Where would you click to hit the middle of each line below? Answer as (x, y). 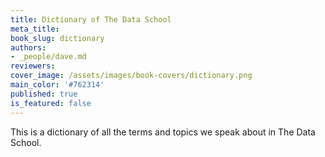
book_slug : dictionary (57, 38)
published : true (44, 94)
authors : (28, 47)
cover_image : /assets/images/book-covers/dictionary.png (131, 76)
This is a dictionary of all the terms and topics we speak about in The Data (163, 132)
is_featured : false (51, 103)
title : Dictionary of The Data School (91, 19)
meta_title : (35, 29)
